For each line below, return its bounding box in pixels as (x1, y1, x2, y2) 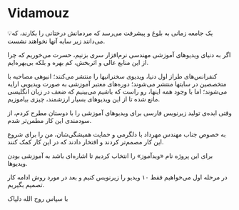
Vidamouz (7, 5, 70, 21)
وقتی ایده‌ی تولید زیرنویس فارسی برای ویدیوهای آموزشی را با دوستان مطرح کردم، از (7, 109, 232, 117)
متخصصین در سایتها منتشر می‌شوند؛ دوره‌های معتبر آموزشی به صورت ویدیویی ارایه (7, 79, 227, 88)
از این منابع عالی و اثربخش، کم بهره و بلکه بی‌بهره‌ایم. (7, 58, 148, 66)
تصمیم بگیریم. (7, 180, 45, 189)
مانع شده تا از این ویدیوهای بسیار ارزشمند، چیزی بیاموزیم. (7, 94, 161, 103)
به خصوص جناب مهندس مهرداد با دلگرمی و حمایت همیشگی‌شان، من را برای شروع (7, 130, 226, 139)
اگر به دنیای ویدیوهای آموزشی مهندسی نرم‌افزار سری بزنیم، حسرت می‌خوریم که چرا (7, 50, 231, 59)
